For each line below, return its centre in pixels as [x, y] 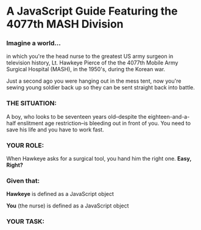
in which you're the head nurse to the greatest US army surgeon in [90, 57]
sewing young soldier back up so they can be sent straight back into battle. [100, 88]
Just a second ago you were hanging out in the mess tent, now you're [94, 81]
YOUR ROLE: [25, 145]
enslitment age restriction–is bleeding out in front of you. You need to [104, 123]
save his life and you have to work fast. [55, 130]
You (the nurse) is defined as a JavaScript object [68, 206]
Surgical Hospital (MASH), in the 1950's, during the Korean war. [86, 69]
